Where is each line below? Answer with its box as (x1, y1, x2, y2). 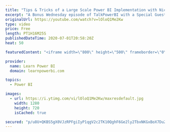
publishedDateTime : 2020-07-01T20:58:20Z (5, 36, 94, 41)
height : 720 (14, 105, 39, 111)
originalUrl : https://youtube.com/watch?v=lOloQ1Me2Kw (5, 17, 123, 22)
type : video (5, 21, 30, 27)
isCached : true (14, 110, 47, 115)
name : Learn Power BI (10, 63, 56, 69)
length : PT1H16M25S (5, 31, 47, 36)
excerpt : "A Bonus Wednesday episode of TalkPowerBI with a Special (5, 12, 153, 17)
